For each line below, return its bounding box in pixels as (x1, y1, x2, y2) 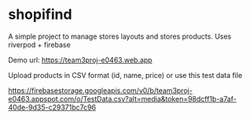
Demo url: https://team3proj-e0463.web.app (8, 55, 153, 65)
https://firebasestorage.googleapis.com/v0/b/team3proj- (8, 85, 193, 95)
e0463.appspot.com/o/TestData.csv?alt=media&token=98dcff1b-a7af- (8, 94, 237, 103)
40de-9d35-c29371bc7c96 (8, 102, 97, 112)
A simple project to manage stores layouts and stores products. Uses (8, 32, 232, 41)
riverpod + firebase (8, 39, 71, 49)
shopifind (8, 6, 72, 24)
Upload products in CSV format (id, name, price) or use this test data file (8, 70, 243, 80)
